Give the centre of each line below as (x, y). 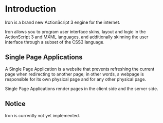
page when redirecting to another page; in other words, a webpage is (75, 74)
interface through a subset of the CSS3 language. (55, 42)
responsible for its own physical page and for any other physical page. (76, 79)
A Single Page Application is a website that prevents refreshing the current (80, 69)
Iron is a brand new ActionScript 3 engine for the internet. (63, 22)
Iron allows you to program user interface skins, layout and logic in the (75, 31)
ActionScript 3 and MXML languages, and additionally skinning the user (77, 37)
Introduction (31, 9)
